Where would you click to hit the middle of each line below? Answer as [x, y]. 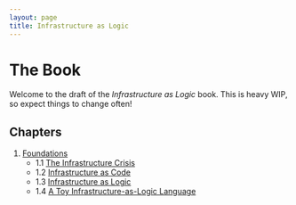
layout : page [33, 17]
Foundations [45, 153]
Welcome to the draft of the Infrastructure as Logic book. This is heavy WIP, [148, 94]
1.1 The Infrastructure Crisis [85, 163]
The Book [45, 70]
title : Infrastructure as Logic [69, 26]
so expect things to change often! [71, 104]
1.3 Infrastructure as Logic [83, 182]
